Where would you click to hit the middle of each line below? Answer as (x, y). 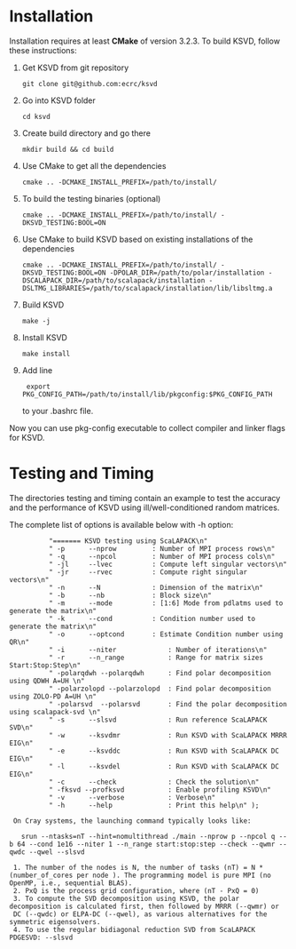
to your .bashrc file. (58, 411)
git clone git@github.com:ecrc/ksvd (90, 84)
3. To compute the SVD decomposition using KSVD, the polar (126, 898)
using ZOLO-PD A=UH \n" (53, 696)
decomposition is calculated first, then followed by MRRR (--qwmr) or (144, 906)
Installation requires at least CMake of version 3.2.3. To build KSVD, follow (145, 41)
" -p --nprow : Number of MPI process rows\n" (162, 548)
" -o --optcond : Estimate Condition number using (166, 634)
